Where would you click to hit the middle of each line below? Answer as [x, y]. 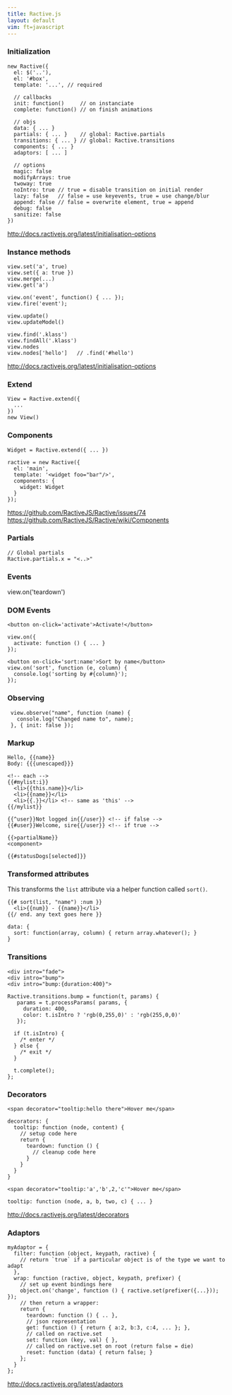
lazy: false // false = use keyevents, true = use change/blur [112, 196]
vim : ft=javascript [36, 27]
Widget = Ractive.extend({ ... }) [58, 450]
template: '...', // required [58, 85]
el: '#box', [31, 78]
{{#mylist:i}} [28, 783]
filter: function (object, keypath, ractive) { [85, 1254]
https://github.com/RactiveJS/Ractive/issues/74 [77, 512]
